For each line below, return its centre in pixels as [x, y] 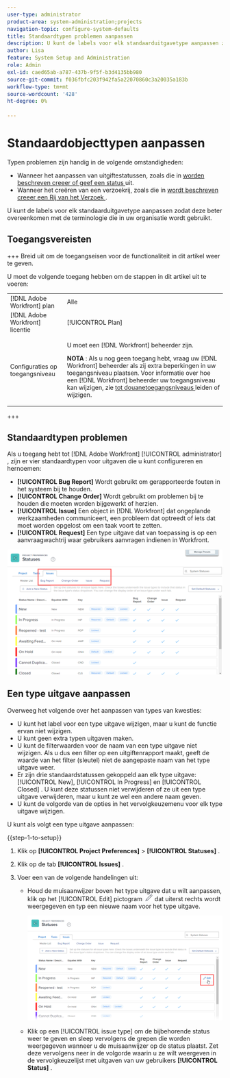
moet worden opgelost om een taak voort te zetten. [89, 526]
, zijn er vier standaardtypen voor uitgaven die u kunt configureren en [105, 461]
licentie [20, 330]
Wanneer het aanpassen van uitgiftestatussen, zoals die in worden [111, 175]
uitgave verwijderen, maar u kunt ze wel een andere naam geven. [109, 796]
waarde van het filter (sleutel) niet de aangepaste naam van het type [113, 760]
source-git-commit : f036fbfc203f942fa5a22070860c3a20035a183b [98, 79]
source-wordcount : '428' [42, 94]
